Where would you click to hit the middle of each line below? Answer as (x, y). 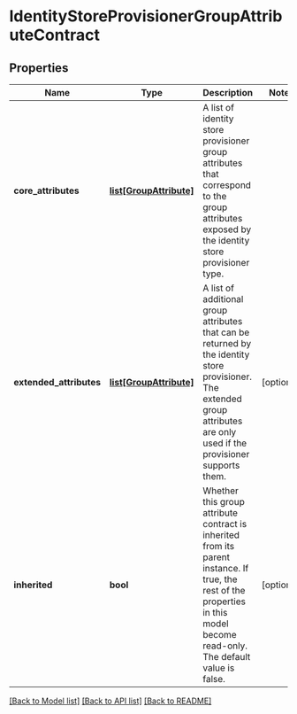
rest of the (224, 590)
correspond (227, 185)
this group (224, 502)
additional (223, 299)
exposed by (227, 229)
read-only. (225, 646)
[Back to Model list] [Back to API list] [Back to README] (110, 701)
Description (228, 93)
